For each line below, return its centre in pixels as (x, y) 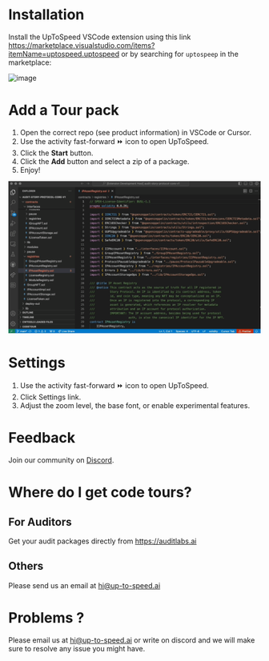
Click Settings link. (50, 397)
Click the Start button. (56, 153)
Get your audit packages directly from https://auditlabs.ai (102, 541)
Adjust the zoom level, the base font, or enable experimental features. (135, 405)
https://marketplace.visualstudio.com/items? (82, 45)
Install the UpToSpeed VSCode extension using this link (100, 37)
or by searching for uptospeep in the (180, 54)
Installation (46, 15)
